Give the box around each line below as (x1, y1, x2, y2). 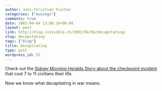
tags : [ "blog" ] (5, 39, 36, 44)
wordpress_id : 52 (5, 52, 41, 57)
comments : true (5, 16, 36, 21)
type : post (5, 48, 27, 53)
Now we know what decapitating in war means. (5, 80, 101, 86)
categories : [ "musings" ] (5, 12, 56, 17)
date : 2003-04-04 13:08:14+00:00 (5, 20, 74, 26)
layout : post (5, 25, 32, 30)
